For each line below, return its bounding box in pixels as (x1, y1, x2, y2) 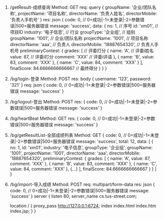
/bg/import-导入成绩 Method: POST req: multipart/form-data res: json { (9, 181, 155, 187)
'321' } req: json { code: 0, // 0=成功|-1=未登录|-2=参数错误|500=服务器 (9, 82, 156, 88)
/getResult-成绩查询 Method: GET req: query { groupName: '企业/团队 (9, 4, 153, 10)
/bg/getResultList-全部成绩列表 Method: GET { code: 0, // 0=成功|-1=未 (9, 132, 155, 138)
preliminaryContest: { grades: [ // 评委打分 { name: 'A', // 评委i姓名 (19, 48, 154, 54)
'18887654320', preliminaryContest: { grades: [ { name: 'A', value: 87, (9, 156, 151, 161)
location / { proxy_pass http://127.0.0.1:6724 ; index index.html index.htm (9, 203, 157, 209)
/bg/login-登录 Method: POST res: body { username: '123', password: (9, 76, 152, 82)
